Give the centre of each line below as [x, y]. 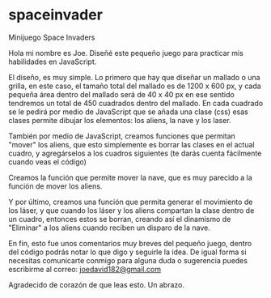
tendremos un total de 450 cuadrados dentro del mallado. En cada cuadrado [136, 103]
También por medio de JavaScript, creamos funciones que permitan [122, 136]
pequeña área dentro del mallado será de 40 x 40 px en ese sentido [121, 94]
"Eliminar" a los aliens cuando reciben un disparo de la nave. [109, 228]
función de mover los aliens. [55, 186]
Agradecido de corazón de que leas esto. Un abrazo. [96, 284]
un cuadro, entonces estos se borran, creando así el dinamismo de [120, 219]
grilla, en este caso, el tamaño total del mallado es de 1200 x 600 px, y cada [135, 86]
